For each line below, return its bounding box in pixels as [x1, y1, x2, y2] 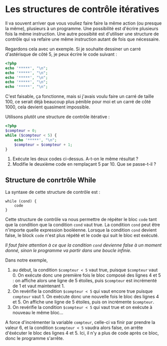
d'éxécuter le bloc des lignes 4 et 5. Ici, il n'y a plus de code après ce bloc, [5, 330, 159, 336]
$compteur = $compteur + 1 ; [14, 142, 72, 147]
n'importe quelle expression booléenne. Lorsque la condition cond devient [5, 227, 157, 233]
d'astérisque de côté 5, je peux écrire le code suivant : [5, 51, 117, 57]
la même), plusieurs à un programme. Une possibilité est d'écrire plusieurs [5, 25, 158, 31]
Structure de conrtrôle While [5, 176, 96, 184]
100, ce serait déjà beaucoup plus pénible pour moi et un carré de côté [5, 99, 151, 105]
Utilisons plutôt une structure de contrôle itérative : [5, 114, 110, 120]
